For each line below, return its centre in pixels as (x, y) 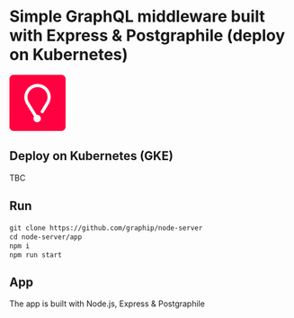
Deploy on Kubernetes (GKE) (91, 156)
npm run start (36, 255)
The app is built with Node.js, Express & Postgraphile (107, 304)
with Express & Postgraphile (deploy (147, 35)
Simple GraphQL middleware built (137, 17)
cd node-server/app (46, 237)
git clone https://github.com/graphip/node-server (106, 228)
